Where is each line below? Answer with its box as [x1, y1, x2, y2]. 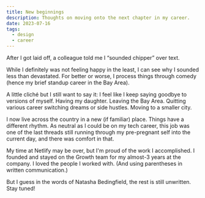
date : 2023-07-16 [6, 20, 51, 26]
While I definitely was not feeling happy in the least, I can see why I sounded [6, 66, 199, 73]
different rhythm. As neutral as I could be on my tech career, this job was [6, 122, 190, 129]
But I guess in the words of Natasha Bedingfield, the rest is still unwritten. [6, 178, 192, 185]
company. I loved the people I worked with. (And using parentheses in [6, 160, 182, 167]
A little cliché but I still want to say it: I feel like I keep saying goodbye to [6, 91, 187, 98]
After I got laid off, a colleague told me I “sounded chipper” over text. [6, 54, 180, 61]
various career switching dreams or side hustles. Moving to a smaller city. [6, 104, 192, 111]
